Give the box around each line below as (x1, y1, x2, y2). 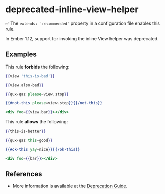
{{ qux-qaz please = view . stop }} (5, 92, 69, 97)
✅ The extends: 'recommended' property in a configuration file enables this (5, 20, 160, 26)
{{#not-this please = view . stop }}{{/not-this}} (5, 101, 102, 106)
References (5, 170, 42, 178)
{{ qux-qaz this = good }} (5, 138, 53, 143)
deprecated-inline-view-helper (5, 4, 139, 15)
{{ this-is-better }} (5, 128, 46, 134)
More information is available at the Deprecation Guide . (12, 183, 128, 189)
